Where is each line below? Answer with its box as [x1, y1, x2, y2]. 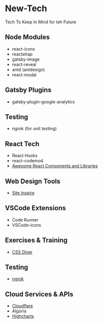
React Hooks [12, 153, 38, 158]
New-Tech [5, 3, 47, 14]
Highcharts [12, 313, 34, 319]
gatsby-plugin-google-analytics [12, 99, 75, 104]
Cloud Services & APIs [5, 290, 74, 298]
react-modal [12, 71, 37, 78]
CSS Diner [12, 249, 33, 255]
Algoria [12, 308, 26, 314]
